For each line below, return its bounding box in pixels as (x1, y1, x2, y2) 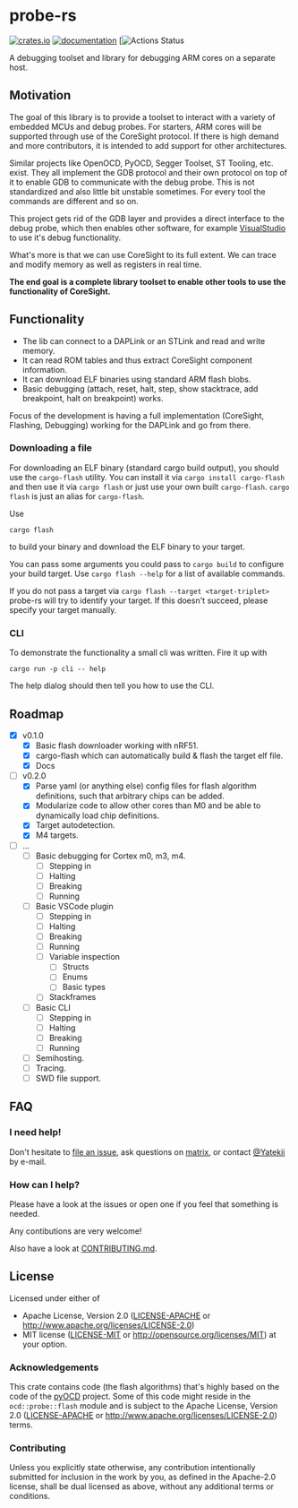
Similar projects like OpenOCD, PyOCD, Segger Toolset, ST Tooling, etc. (9, 158, 275, 168)
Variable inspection (48, 952, 121, 962)
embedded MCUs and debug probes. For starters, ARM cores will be (9, 121, 262, 132)
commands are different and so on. (9, 195, 139, 206)
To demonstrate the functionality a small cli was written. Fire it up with (9, 647, 268, 659)
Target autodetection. (35, 820, 115, 831)
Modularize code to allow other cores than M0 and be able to (35, 800, 261, 811)
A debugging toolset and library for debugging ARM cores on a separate (9, 52, 276, 63)
